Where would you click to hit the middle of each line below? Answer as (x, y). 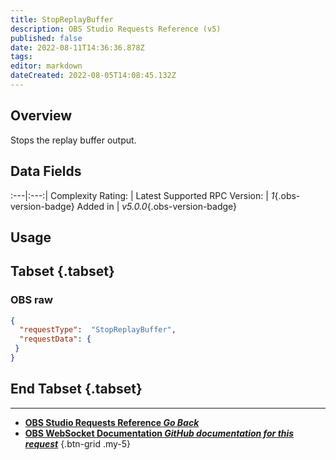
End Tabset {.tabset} (76, 389)
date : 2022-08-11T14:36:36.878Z (77, 47)
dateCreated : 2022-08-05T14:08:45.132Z (93, 76)
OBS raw (31, 300)
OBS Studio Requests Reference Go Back (112, 422)
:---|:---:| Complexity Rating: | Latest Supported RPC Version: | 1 (142, 195)
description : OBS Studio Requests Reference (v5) (116, 29)
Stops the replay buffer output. (73, 140)
